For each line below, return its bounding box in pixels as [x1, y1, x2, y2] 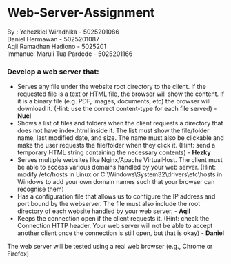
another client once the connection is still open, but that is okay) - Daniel [17, 229, 225, 237]
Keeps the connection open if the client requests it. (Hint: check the [17, 214, 210, 223]
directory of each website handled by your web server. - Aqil [17, 207, 191, 215]
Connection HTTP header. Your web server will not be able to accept [17, 222, 213, 230]
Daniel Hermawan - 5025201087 [7, 34, 100, 43]
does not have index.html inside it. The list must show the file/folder [17, 126, 210, 135]
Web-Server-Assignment [7, 5, 155, 21]
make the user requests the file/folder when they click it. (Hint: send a [17, 141, 216, 150]
